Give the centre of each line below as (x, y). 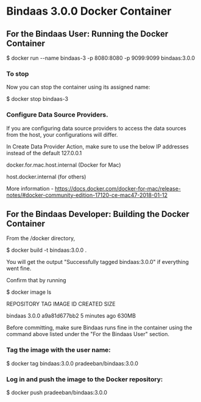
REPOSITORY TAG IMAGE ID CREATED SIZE (61, 304)
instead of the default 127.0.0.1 (44, 153)
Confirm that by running (36, 280)
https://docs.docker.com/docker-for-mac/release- (118, 188)
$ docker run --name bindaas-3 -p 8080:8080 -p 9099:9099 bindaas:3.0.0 (101, 58)
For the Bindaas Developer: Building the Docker (98, 214)
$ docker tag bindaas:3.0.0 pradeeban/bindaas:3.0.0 (72, 363)
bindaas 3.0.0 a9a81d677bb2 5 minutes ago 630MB (71, 316)
